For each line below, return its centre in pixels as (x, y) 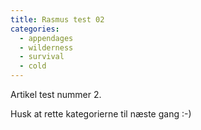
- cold (33, 66)
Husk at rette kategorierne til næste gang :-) (101, 114)
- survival (42, 57)
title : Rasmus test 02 (57, 19)
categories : (35, 29)
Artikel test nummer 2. (56, 94)
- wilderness (46, 47)
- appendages (46, 38)
